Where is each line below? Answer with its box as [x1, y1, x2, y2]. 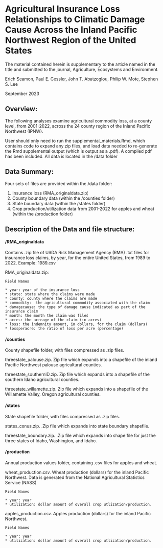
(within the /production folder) [12, 211, 73, 216]
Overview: [5, 105, 38, 113]
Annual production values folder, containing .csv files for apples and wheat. [5, 459, 158, 466]
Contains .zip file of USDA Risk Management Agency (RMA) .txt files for [5, 250, 149, 256]
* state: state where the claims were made [5, 292, 95, 297]
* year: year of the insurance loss [5, 287, 80, 292]
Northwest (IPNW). [5, 128, 43, 134]
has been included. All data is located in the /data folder [5, 153, 118, 159]
